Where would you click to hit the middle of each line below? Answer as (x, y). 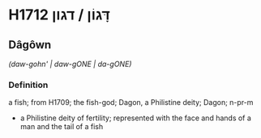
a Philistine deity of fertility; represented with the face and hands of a (135, 118)
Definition (28, 85)
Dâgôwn (30, 45)
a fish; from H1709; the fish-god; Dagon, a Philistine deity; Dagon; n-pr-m (131, 102)
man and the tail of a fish (62, 127)
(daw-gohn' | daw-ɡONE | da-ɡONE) (70, 64)
